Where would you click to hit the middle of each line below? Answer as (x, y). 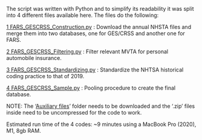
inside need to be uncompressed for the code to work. (74, 112)
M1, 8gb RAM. (24, 131)
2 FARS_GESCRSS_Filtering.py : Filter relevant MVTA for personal (87, 52)
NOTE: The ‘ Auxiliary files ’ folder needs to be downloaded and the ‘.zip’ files (101, 106)
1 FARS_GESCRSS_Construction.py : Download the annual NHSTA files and (99, 27)
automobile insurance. (34, 58)
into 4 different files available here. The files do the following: (83, 15)
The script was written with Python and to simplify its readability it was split (100, 9)
